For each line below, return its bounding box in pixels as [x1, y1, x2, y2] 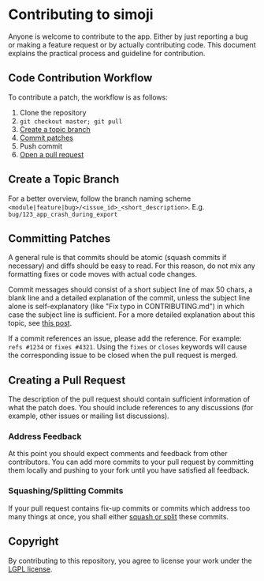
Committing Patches [8, 232, 111, 245]
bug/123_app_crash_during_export [8, 210, 118, 218]
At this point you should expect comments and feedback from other [8, 449, 228, 458]
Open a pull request [19, 149, 84, 159]
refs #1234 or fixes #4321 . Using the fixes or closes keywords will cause [8, 342, 247, 352]
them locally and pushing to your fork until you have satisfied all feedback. [8, 466, 250, 475]
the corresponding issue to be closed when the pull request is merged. [8, 350, 238, 360]
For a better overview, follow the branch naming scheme [8, 194, 191, 203]
